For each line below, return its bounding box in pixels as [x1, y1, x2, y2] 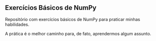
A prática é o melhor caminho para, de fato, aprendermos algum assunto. [5, 31, 152, 36]
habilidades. [5, 21, 30, 27]
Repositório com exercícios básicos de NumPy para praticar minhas [5, 16, 140, 22]
